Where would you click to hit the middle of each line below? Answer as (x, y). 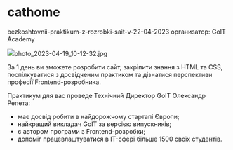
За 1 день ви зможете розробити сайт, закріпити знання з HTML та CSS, (115, 67)
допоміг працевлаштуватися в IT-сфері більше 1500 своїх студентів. (120, 139)
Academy (21, 39)
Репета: (19, 103)
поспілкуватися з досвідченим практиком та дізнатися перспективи (110, 74)
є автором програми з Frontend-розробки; (81, 131)
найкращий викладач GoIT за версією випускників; (94, 124)
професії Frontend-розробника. (54, 82)
